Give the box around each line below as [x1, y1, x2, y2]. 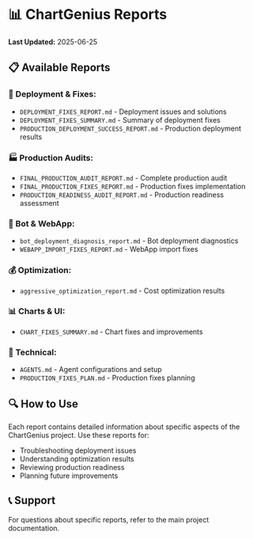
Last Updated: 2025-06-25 [8, 36, 98, 47]
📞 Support [8, 494, 56, 507]
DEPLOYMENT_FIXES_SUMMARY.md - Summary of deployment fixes [19, 115, 221, 124]
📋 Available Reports [8, 61, 111, 74]
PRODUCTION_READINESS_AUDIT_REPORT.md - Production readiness [19, 190, 225, 199]
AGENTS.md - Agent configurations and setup [19, 365, 162, 374]
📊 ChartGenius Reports [8, 6, 168, 24]
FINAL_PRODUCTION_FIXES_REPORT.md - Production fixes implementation [19, 181, 247, 191]
